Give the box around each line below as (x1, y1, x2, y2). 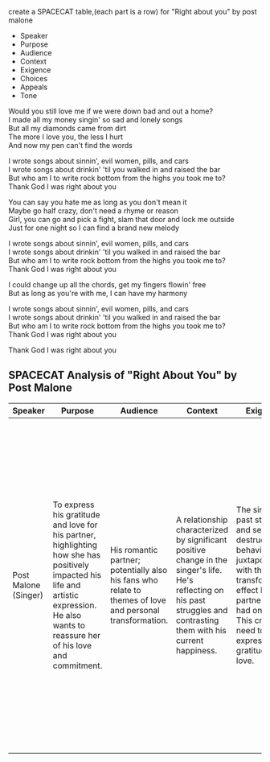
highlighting (52, 539, 98, 550)
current (175, 635, 204, 646)
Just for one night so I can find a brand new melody (8, 223, 179, 233)
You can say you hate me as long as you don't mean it (8, 197, 187, 207)
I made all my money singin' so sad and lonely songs (8, 115, 183, 124)
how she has (52, 549, 101, 560)
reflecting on (175, 584, 224, 595)
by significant (175, 534, 227, 546)
